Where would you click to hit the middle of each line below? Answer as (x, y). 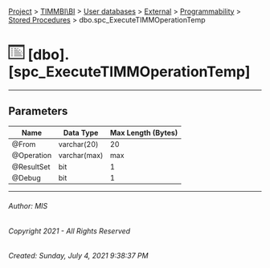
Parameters (38, 111)
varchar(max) (81, 156)
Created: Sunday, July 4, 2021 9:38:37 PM (78, 256)
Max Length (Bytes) (144, 132)
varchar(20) (78, 144)
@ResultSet (31, 166)
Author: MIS (28, 205)
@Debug (27, 177)
